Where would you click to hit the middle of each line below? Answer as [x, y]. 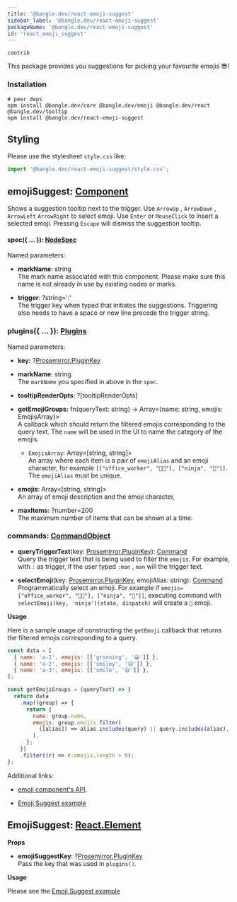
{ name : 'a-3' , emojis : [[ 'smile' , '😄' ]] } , [82, 670]
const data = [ [30, 651]
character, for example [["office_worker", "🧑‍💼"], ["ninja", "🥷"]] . [128, 468]
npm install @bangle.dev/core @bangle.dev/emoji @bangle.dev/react [109, 105]
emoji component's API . [52, 789]
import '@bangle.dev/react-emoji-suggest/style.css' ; [88, 169]
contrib [19, 53]
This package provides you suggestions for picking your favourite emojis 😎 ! [118, 66]
